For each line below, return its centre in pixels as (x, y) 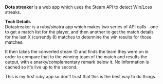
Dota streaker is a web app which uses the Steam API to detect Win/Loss (79, 7)
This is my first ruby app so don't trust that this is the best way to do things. (81, 76)
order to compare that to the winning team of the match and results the (76, 57)
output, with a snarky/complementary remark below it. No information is (77, 62)
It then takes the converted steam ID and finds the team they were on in (77, 51)
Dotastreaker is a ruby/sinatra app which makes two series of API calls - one (81, 27)
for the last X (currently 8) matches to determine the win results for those (78, 37)
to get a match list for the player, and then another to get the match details (80, 32)
